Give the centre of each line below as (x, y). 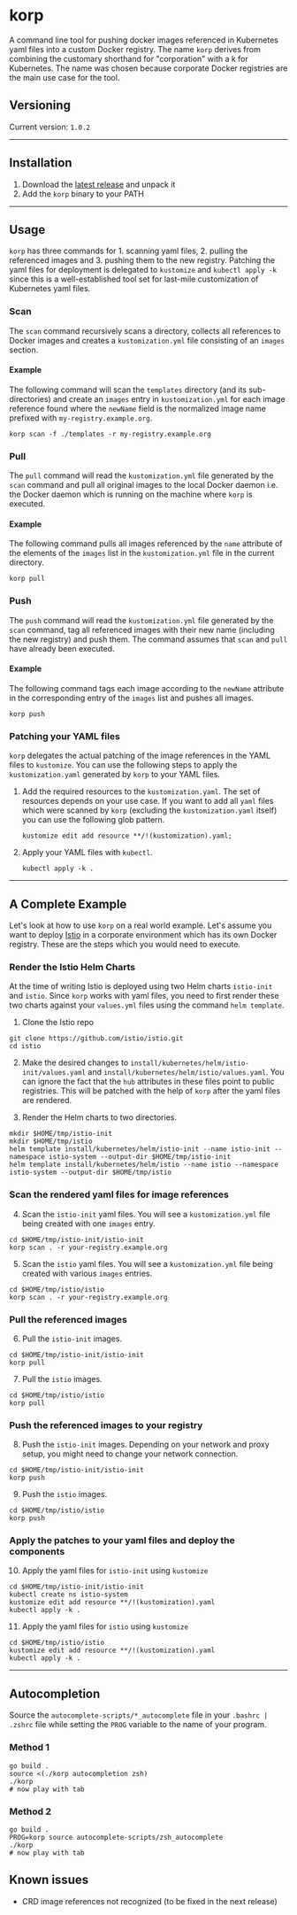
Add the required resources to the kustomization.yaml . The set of (141, 791)
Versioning (40, 106)
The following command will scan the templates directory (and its (128, 390)
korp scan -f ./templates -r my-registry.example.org (110, 434)
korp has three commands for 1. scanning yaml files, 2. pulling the (129, 251)
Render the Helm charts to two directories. (99, 1117)
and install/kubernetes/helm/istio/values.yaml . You (186, 1072)
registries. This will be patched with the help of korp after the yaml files (151, 1091)
